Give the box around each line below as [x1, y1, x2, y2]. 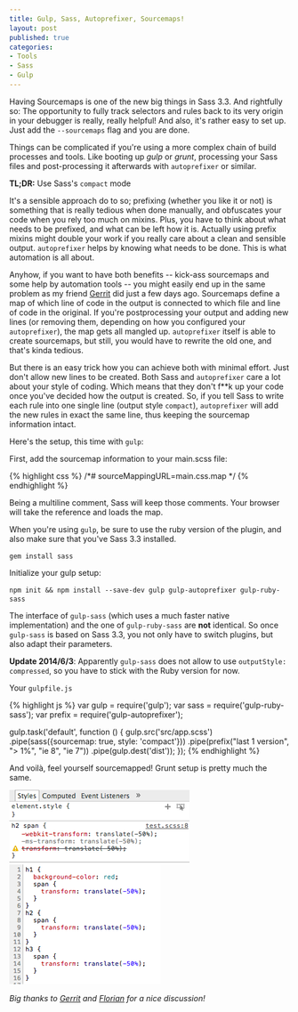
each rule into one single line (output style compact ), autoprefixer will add [9, 400, 278, 410]
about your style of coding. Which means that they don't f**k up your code [9, 381, 285, 392]
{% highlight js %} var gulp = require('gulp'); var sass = [9, 700, 212, 710]
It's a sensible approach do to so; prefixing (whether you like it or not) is [9, 195, 273, 206]
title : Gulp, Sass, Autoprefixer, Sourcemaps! [9, 14, 185, 23]
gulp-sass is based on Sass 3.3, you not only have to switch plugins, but [9, 628, 274, 640]
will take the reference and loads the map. [9, 506, 164, 517]
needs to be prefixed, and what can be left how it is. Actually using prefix [9, 223, 278, 234]
